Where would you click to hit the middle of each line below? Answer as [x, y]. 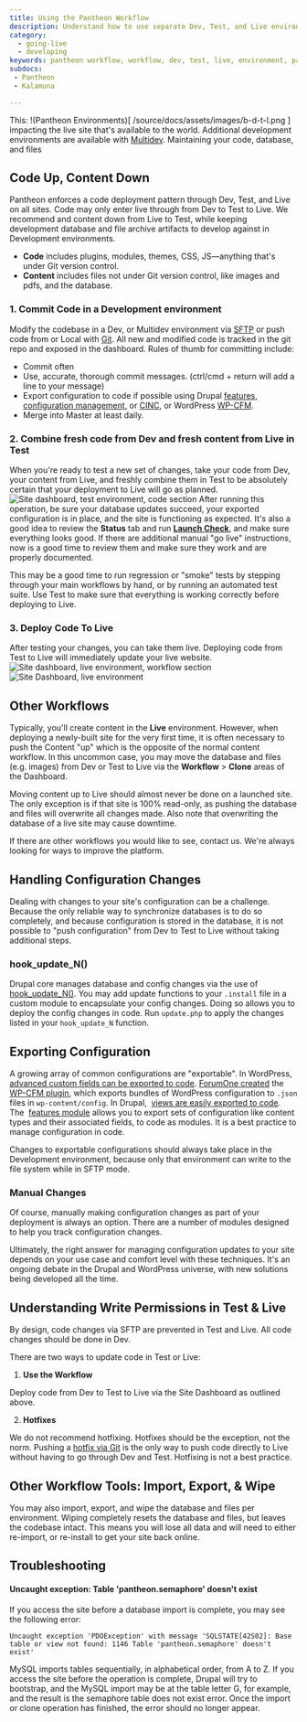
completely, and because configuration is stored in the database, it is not [147, 921]
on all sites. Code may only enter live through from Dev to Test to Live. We [149, 209]
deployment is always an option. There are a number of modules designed [149, 1223]
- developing [42, 52]
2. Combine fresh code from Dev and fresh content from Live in [152, 438]
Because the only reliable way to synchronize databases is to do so [136, 911]
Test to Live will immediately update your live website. [111, 658]
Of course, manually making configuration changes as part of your [135, 1213]
